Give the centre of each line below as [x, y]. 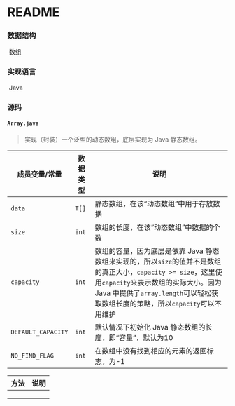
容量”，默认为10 [146, 337]
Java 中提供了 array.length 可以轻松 [153, 293]
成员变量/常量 [40, 174]
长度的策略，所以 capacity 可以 [165, 304]
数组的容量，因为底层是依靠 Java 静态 [157, 251]
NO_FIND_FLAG [33, 356]
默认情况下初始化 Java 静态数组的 [150, 327]
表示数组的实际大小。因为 [179, 283]
